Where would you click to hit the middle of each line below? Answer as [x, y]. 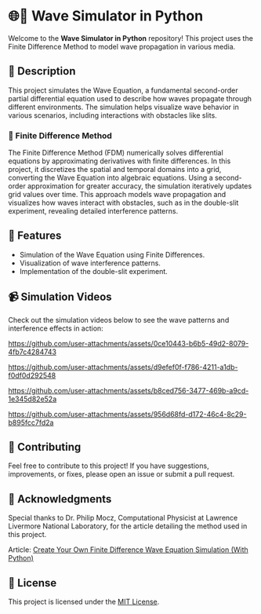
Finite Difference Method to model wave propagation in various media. [122, 46]
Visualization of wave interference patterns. [90, 263]
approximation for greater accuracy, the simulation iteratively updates [140, 186]
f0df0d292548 [32, 375]
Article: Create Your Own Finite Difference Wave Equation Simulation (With [128, 550]
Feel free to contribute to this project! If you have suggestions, [109, 466]
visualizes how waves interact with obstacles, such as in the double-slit [123, 203]
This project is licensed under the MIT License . [84, 602]
